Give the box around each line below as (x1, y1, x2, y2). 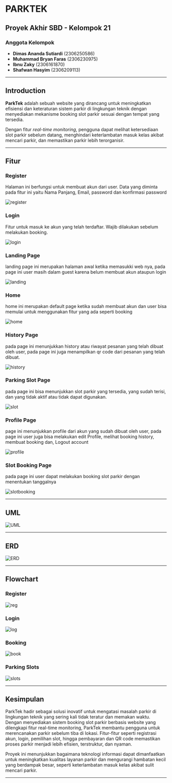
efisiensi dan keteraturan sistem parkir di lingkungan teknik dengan (5, 106, 147, 112)
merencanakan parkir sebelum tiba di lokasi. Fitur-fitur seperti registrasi (5, 730, 157, 736)
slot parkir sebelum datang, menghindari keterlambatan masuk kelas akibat (5, 132, 164, 138)
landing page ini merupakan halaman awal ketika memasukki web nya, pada (5, 263, 165, 270)
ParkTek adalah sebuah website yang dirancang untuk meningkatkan (5, 100, 151, 106)
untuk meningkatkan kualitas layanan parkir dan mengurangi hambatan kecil (5, 756, 166, 763)
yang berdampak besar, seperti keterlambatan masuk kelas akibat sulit (5, 762, 155, 768)
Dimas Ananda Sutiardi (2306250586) (12, 50, 95, 56)
